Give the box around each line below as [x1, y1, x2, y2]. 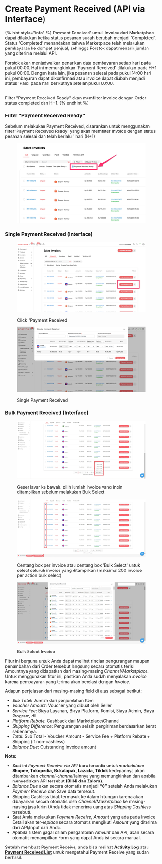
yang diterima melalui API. [5, 50, 57, 56]
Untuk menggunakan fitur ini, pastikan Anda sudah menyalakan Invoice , [5, 673, 148, 679]
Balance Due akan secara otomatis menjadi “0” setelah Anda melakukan [12, 783, 157, 789]
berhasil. [5, 854, 23, 860]
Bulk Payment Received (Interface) [5, 409, 88, 416]
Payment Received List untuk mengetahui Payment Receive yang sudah [5, 849, 149, 855]
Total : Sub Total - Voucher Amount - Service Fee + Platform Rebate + [12, 734, 150, 739]
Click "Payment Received [17, 317, 68, 323]
